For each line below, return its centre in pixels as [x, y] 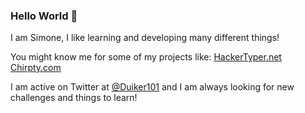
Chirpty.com [36, 68]
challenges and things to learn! [74, 98]
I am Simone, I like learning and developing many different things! [145, 38]
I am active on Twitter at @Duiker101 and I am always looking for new [152, 87]
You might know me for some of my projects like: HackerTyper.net [146, 57]
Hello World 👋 [44, 16]
